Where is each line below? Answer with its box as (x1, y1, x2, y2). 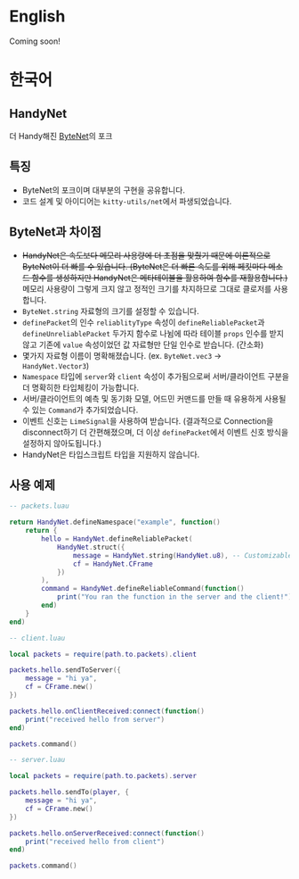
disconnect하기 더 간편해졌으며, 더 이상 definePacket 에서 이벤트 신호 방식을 (21, 427, 289, 437)
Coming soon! (9, 36, 61, 46)
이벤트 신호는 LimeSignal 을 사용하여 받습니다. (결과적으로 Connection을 (21, 415, 274, 426)
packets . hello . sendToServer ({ (9, 666, 122, 675)
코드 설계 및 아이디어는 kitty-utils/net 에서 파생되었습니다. (21, 195, 232, 206)
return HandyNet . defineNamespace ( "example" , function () (9, 518, 221, 527)
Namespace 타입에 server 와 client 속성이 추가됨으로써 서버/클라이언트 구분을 (21, 370, 289, 381)
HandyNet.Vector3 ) (21, 360, 90, 371)
